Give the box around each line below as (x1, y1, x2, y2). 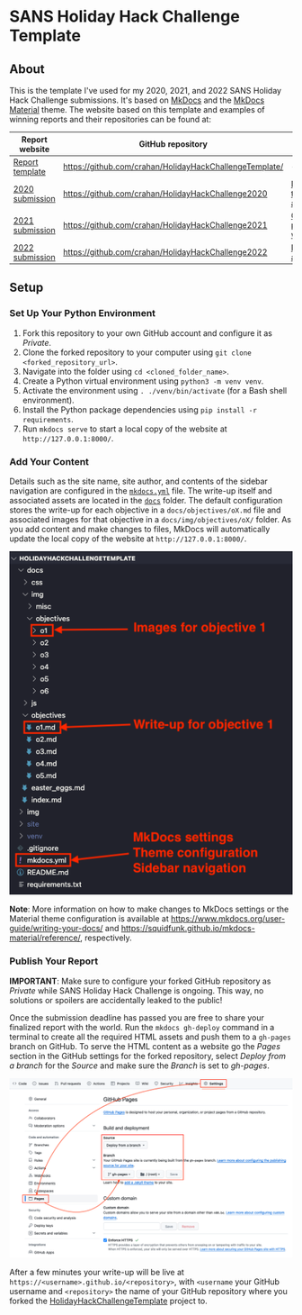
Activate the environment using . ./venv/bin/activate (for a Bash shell (22, 385, 288, 395)
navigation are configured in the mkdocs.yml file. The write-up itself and (9, 485, 272, 496)
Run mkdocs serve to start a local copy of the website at (22, 423, 227, 434)
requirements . (22, 413, 74, 424)
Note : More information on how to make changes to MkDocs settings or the (9, 903, 289, 915)
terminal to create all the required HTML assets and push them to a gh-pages (9, 1031, 292, 1042)
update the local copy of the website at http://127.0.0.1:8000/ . (9, 533, 247, 544)
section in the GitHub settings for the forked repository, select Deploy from (9, 1050, 286, 1061)
